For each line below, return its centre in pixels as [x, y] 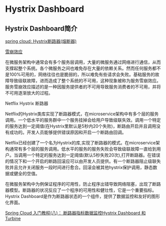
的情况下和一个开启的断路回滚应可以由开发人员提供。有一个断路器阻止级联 [81, 161]
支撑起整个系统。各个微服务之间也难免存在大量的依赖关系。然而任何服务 [79, 68]
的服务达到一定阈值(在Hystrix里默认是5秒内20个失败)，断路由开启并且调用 [81, 126]
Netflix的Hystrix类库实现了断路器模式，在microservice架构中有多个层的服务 [82, 114]
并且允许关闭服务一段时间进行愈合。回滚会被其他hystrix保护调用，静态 [81, 167]
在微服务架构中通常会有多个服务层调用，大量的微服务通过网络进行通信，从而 [83, 62]
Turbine [13, 218]
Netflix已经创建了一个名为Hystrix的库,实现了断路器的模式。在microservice [80, 143]
